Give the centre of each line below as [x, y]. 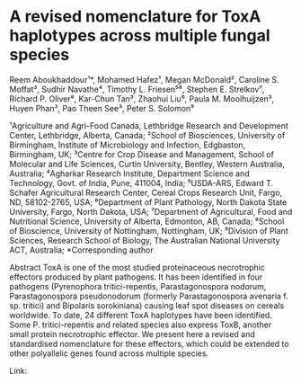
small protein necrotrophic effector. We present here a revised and [133, 334]
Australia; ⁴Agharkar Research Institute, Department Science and [129, 174]
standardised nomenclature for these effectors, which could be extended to [149, 343]
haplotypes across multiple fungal [140, 36]
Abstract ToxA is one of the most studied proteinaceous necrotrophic [137, 267]
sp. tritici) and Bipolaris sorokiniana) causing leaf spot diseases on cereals [147, 305]
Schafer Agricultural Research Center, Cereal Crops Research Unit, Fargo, [146, 192]
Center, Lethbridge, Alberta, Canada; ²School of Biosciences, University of [147, 135]
